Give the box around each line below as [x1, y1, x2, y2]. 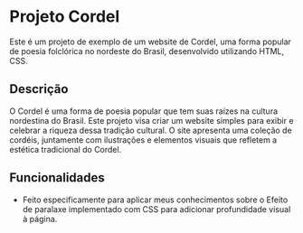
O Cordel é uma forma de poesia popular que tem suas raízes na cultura [9, 106, 279, 116]
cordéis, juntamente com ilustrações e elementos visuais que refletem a [9, 134, 278, 145]
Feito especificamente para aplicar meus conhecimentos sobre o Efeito [22, 194, 289, 205]
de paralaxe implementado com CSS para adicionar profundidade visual [22, 203, 291, 214]
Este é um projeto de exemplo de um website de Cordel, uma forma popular [9, 36, 292, 47]
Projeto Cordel [9, 6, 120, 27]
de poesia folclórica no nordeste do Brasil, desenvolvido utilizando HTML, [9, 45, 285, 56]
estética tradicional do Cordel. [9, 144, 122, 154]
